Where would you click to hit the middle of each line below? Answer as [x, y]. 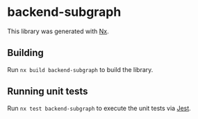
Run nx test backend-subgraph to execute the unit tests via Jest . [99, 108]
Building [25, 53]
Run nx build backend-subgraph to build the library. [80, 69]
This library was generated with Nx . [58, 31]
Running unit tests [48, 92]
